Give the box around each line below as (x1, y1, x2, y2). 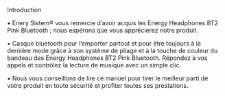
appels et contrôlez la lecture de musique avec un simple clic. (7, 61, 182, 69)
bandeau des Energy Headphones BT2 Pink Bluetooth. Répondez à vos (7, 54, 208, 62)
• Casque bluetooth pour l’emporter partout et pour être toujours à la (7, 39, 201, 47)
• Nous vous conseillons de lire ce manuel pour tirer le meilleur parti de (7, 74, 209, 82)
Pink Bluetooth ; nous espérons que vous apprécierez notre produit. (7, 27, 199, 34)
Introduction (7, 6, 42, 14)
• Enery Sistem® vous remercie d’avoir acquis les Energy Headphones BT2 (7, 19, 218, 27)
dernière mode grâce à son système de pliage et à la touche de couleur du (7, 47, 218, 54)
